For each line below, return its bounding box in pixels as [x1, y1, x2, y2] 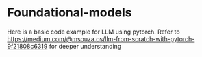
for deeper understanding [49, 42, 122, 50]
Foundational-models [7, 5, 132, 21]
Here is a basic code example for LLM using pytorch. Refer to [7, 27, 180, 36]
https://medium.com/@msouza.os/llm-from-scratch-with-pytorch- [7, 34, 195, 43]
